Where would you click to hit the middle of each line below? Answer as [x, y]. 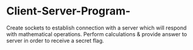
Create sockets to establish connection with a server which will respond [96, 28]
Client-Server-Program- [68, 11]
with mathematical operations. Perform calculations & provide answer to [97, 34]
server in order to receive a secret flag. [55, 40]
